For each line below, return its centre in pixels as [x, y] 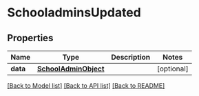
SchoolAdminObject [71, 69]
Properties [30, 38]
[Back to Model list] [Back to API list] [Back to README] [86, 86]
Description [130, 57]
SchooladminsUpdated [74, 13]
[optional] [173, 69]
